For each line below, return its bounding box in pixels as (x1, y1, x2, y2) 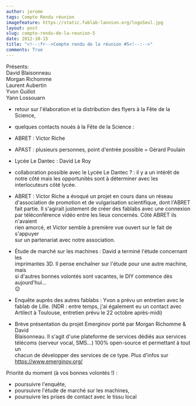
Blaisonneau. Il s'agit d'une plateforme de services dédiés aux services (14, 333, 187, 340)
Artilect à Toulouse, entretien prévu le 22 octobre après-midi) (14, 309, 163, 316)
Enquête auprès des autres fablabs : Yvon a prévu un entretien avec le (14, 296, 184, 303)
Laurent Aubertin (6, 82, 47, 89)
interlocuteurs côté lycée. (14, 181, 77, 188)
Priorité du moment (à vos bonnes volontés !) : (6, 369, 118, 376)
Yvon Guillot (6, 88, 36, 95)
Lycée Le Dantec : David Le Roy (14, 157, 91, 165)
